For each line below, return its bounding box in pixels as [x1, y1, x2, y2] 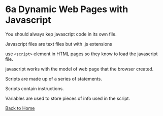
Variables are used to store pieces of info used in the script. [5, 95, 131, 101]
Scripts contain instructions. [5, 85, 64, 92]
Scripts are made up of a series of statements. [5, 75, 103, 82]
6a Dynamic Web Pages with [5, 4, 128, 15]
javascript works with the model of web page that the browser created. [5, 66, 154, 72]
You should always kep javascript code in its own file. [5, 31, 117, 37]
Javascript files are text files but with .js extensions [5, 41, 113, 47]
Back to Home [5, 105, 35, 111]
